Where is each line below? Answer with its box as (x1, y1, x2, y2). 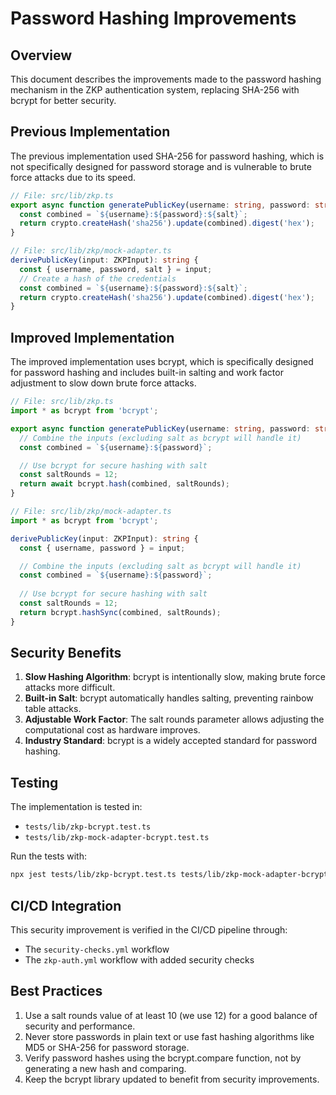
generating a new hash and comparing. (24, 1062, 187, 1074)
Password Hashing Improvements (10, 7, 297, 30)
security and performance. (24, 1020, 136, 1032)
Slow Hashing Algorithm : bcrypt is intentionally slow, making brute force (24, 671, 326, 683)
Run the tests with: (10, 850, 87, 862)
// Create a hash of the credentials (19, 273, 177, 284)
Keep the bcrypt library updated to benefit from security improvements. (24, 1073, 320, 1085)
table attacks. (24, 703, 82, 715)
